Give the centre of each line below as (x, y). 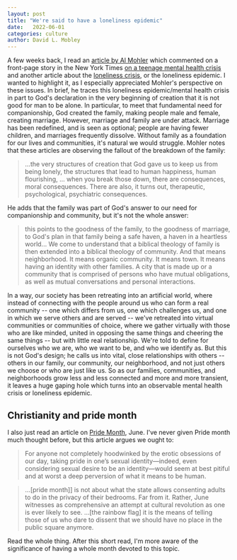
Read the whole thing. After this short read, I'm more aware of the (103, 541)
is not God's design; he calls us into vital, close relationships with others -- (116, 356)
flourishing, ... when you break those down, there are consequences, (125, 179)
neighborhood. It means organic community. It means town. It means (125, 259)
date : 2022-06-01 (36, 27)
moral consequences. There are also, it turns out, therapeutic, (115, 187)
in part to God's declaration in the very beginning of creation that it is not (114, 98)
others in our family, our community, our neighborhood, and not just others (116, 363)
